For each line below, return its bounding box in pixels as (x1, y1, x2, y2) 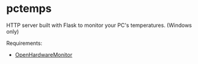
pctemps (6, 2, 52, 16)
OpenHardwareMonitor (14, 51, 72, 58)
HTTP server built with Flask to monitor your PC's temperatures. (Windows (6, 22, 192, 29)
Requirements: (6, 39, 42, 47)
